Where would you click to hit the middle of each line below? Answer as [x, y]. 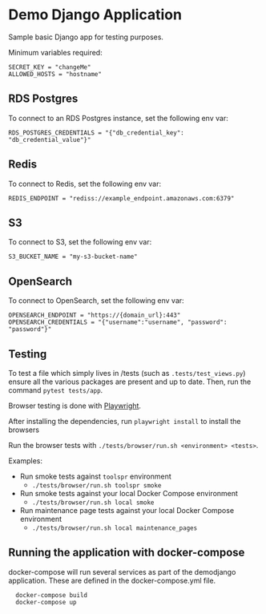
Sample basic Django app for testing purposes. [86, 37]
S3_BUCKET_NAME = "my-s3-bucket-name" [73, 257]
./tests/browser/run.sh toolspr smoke [97, 486]
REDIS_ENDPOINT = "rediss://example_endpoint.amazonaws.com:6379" [121, 198]
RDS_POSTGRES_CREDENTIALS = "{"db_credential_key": [96, 133]
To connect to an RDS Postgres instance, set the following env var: [118, 118]
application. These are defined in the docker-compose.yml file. [112, 580]
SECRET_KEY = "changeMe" [50, 67]
